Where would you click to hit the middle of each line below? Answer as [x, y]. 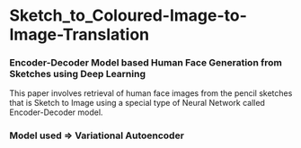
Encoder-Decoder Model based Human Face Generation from [146, 63]
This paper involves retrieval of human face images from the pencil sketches [151, 93]
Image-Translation [80, 35]
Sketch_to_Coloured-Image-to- [128, 16]
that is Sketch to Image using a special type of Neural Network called [137, 103]
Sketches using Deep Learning [78, 74]
